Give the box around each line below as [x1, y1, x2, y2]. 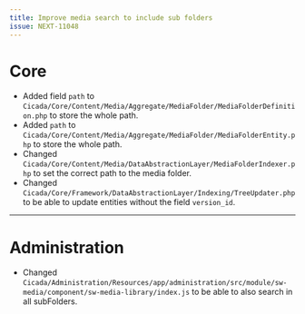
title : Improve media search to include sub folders [9, 13, 213, 23]
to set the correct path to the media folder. [33, 168, 192, 179]
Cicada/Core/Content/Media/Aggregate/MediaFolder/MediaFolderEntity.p [22, 131, 296, 141]
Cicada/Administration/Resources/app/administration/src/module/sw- [22, 279, 288, 288]
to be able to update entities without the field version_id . [22, 197, 236, 208]
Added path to [22, 120, 76, 131]
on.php [22, 112, 48, 121]
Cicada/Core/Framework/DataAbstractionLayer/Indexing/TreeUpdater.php [22, 189, 296, 198]
